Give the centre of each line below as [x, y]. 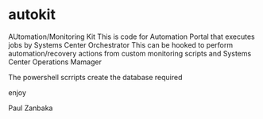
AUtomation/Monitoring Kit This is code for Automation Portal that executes [132, 36]
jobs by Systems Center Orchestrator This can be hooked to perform [120, 44]
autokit [32, 15]
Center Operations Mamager [55, 62]
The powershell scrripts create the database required [95, 77]
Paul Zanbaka [31, 108]
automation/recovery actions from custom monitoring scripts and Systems [130, 53]
